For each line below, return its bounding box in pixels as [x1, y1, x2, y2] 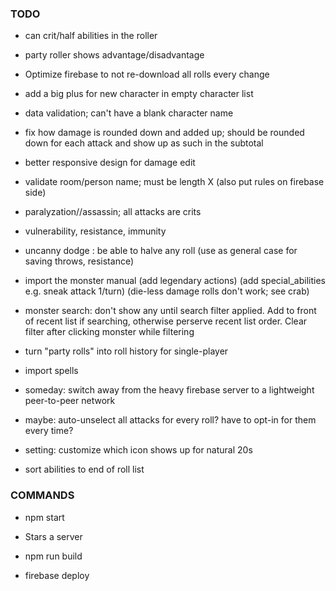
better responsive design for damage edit [24, 157, 196, 169]
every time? [24, 425, 74, 437]
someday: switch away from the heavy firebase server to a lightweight [24, 384, 315, 396]
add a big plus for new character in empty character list [24, 88, 254, 100]
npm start [24, 511, 65, 523]
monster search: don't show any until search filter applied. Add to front [24, 305, 317, 317]
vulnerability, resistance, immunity [24, 225, 167, 237]
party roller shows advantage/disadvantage [24, 49, 205, 61]
